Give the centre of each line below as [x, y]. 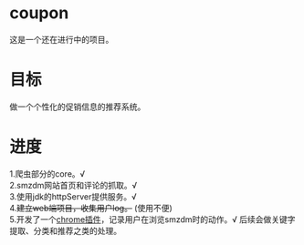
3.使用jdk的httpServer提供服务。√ [73, 196]
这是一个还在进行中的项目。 [62, 39]
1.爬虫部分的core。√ [47, 174]
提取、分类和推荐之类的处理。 [65, 230]
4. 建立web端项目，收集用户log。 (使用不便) [91, 208]
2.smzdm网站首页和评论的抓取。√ [73, 185]
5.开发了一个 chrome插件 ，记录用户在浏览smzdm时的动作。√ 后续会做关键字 [152, 219]
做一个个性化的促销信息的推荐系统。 [78, 107]
